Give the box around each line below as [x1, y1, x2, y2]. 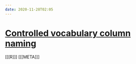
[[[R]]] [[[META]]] [5, 54, 40, 60]
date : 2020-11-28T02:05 [5, 7, 54, 12]
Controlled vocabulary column [5, 27, 131, 38]
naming [5, 38, 37, 49]
